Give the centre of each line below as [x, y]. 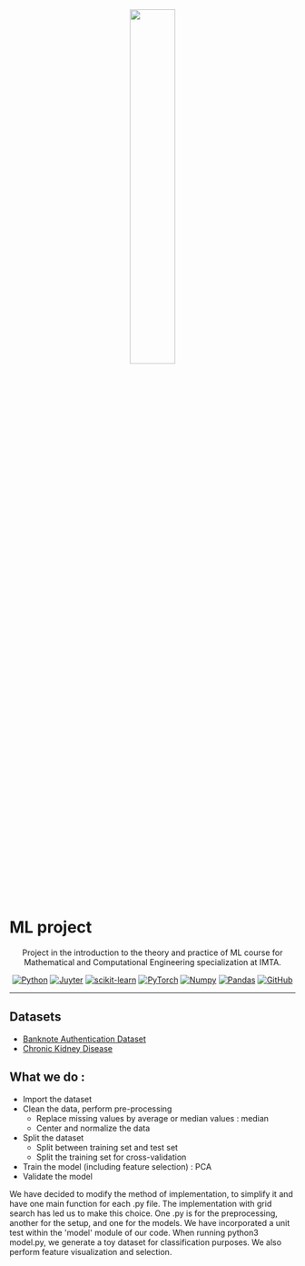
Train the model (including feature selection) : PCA [117, 1166]
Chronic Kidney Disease [68, 1048]
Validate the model [58, 1176]
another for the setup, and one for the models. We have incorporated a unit [150, 1222]
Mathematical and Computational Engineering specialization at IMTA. [152, 962]
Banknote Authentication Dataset [84, 1039]
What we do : [47, 1077]
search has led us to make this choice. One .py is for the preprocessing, [144, 1213]
